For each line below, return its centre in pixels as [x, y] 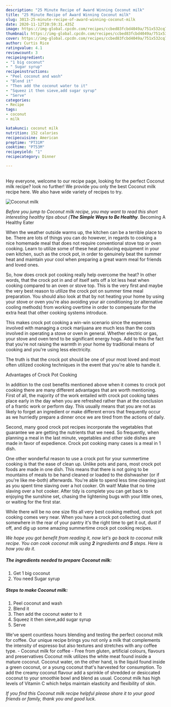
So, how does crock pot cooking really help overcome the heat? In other [81, 274]
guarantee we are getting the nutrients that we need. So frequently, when [82, 432]
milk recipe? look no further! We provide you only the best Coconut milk [81, 186]
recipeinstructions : [28, 72]
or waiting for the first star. [33, 502]
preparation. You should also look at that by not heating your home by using [85, 296]
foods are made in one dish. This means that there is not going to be [77, 469]
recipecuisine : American [32, 138]
